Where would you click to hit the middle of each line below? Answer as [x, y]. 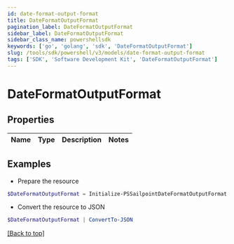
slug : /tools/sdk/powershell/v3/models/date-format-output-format [106, 53]
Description [82, 140]
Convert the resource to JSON [61, 207]
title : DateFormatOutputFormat [53, 20]
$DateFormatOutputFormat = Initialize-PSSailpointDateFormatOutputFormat [117, 194]
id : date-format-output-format [53, 14]
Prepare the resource [48, 181]
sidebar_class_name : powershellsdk [59, 40]
